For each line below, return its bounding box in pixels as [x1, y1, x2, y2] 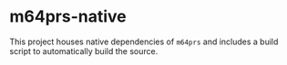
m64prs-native [9, 6, 127, 27]
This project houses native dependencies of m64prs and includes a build [9, 36, 279, 47]
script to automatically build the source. [9, 45, 159, 56]
